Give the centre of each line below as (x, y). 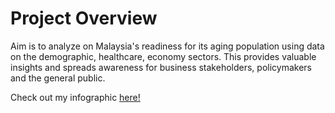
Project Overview (84, 18)
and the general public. (58, 78)
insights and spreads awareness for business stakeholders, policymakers (161, 67)
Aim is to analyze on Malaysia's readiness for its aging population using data (167, 46)
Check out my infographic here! (75, 97)
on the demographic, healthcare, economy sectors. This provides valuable (163, 56)
